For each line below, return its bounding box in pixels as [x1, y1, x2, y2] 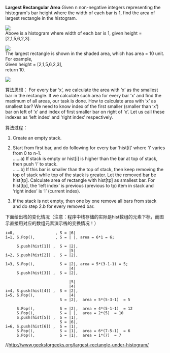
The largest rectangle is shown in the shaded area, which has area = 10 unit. [5, 50, 164, 57]
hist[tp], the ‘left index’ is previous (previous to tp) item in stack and [12, 183, 154, 188]
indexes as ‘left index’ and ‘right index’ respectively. [5, 114, 113, 120]
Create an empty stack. [12, 135, 62, 141]
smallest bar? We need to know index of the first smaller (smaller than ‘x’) [5, 103, 159, 109]
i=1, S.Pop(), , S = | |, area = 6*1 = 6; [5, 235, 115, 240]
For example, [5, 56, 33, 62]
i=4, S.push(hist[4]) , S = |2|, [5, 288, 79, 293]
